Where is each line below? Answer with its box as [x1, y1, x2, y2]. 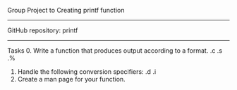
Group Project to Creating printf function [7, 6, 125, 14]
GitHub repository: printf [7, 26, 78, 34]
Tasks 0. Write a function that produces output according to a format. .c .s [7, 46, 223, 55]
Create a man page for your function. [17, 75, 126, 83]
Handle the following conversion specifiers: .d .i [17, 67, 157, 76]
